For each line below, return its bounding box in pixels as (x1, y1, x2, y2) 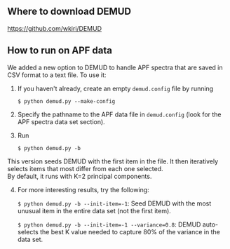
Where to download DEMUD (7, 6, 132, 18)
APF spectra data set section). (17, 117, 105, 126)
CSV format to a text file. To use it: (7, 70, 107, 79)
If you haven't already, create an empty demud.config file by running (17, 84, 214, 93)
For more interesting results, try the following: (17, 185, 149, 194)
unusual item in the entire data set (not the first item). (17, 206, 172, 215)
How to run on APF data (7, 45, 113, 57)
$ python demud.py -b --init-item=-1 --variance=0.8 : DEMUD (17, 220, 201, 229)
